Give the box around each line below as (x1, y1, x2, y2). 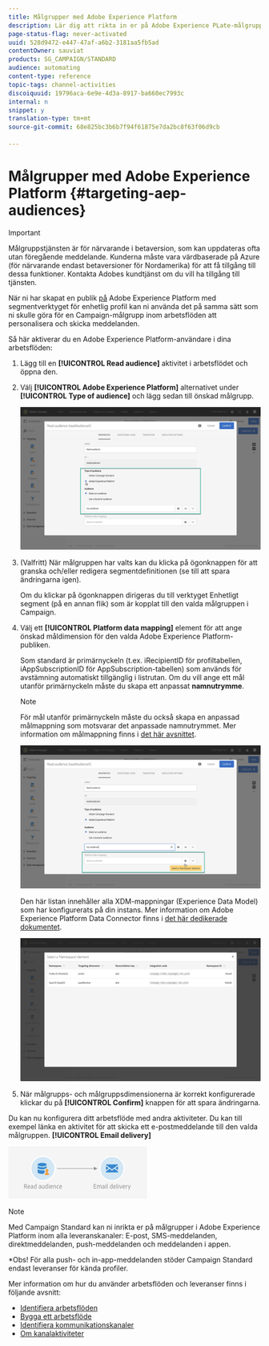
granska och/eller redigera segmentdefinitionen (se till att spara (19, 566, 231, 576)
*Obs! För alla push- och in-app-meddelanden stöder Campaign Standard (8, 1254, 253, 1264)
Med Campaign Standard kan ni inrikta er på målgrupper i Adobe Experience (8, 1222, 260, 1232)
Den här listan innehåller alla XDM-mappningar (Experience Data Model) (19, 896, 259, 907)
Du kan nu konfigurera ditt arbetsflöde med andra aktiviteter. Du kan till (8, 1113, 243, 1123)
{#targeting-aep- (69, 185, 187, 202)
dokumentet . (19, 922, 62, 932)
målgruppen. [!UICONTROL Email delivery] (8, 1130, 151, 1140)
